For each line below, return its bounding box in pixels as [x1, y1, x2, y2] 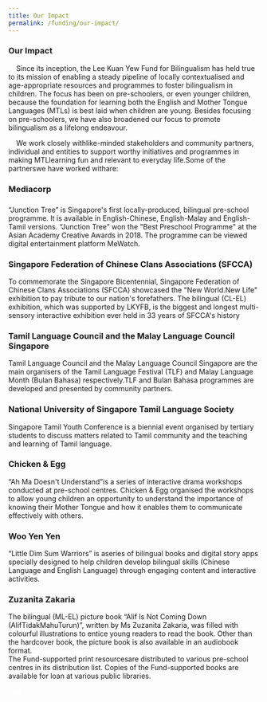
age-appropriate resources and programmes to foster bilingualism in [8, 80, 234, 90]
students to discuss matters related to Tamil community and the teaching [8, 430, 248, 440]
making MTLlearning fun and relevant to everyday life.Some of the [8, 155, 226, 164]
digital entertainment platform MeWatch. [8, 238, 141, 248]
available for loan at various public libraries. [8, 671, 151, 681]
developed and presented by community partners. [8, 384, 173, 394]
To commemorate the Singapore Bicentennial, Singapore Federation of [8, 276, 240, 286]
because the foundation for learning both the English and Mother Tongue [8, 97, 248, 107]
